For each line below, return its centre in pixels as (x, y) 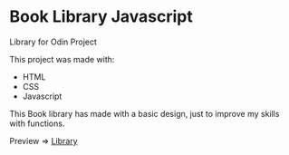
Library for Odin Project (53, 42)
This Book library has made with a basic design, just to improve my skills (144, 113)
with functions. (37, 123)
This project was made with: (62, 59)
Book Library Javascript (101, 17)
